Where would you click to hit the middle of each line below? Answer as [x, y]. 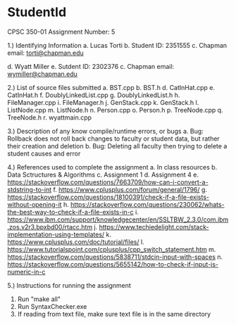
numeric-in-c [26, 272]
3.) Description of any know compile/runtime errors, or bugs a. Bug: [106, 131]
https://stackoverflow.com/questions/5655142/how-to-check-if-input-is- [113, 264]
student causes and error [44, 153]
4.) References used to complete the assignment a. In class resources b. [112, 167]
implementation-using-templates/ [56, 234]
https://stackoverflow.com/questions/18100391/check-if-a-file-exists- [108, 197]
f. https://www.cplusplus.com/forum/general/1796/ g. [130, 189]
